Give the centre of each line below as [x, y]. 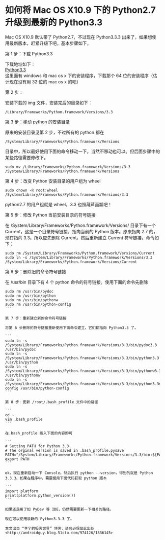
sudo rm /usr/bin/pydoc [29, 291]
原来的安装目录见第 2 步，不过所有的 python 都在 [55, 132]
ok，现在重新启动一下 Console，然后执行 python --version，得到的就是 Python [79, 473]
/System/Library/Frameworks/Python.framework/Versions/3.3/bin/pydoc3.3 [81, 345]
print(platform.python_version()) [41, 495]
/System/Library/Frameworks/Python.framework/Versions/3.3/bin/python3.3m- [84, 384]
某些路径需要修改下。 [27, 157]
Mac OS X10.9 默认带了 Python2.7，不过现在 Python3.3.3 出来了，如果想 [79, 37]
